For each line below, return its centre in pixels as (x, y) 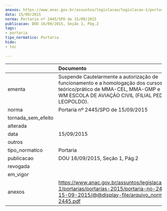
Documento (73, 68)
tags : (11, 28)
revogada (19, 166)
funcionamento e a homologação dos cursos (111, 83)
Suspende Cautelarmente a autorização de (108, 77)
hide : (11, 42)
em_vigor (18, 174)
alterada (17, 126)
